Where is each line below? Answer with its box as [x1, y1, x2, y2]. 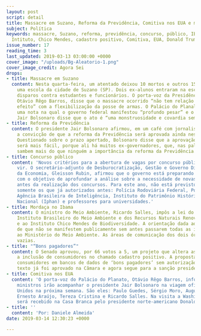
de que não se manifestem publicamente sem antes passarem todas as [17, 226, 191, 232]
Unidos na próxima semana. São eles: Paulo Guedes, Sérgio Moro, [17, 287, 184, 294]
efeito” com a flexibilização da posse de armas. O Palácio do [17, 103, 178, 110]
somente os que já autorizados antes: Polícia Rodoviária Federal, [17, 187, 188, 193]
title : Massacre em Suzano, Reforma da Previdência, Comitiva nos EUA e [6, 20, 191, 26]
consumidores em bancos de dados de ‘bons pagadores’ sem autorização [17, 260, 197, 266]
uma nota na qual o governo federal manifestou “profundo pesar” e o [17, 109, 194, 115]
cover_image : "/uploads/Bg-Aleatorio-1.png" [6, 59, 119, 65]
